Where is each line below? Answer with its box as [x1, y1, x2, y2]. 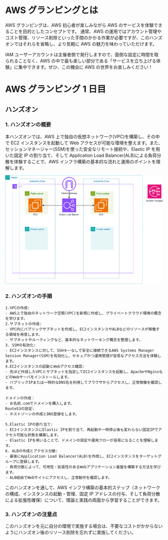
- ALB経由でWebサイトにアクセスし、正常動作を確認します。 [5, 475, 112, 480]
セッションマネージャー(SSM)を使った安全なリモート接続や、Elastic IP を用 [5, 146, 160, 152]
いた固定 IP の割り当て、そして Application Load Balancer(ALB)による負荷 [5, 152, 157, 158]
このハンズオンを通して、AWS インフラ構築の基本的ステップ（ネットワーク [5, 484, 160, 490]
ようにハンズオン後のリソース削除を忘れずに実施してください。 [5, 529, 136, 535]
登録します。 [19, 459, 42, 464]
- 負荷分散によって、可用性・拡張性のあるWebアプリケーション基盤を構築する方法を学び [5, 464, 161, 469]
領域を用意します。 [8, 332, 42, 337]
